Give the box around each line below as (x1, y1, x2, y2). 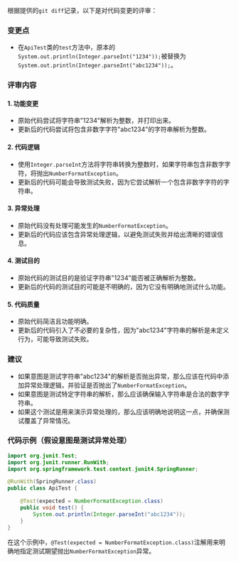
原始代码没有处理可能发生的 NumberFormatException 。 (17, 221, 173, 229)
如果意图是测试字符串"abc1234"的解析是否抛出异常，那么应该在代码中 (17, 372, 223, 380)
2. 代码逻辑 (7, 143, 40, 151)
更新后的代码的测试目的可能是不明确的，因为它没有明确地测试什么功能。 (17, 282, 229, 291)
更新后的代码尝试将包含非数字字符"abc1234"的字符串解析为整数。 (17, 125, 211, 133)
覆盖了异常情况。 (23, 416, 75, 424)
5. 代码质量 (7, 300, 40, 309)
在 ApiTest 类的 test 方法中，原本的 (17, 43, 116, 52)
